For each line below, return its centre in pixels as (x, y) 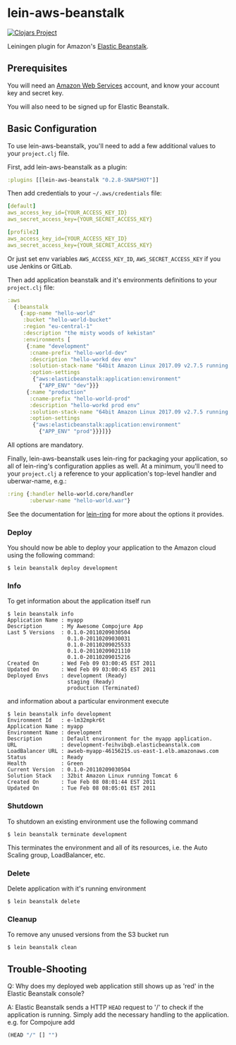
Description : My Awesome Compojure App (75, 627)
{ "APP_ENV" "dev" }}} (69, 386)
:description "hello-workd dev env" (83, 359)
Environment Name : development (55, 733)
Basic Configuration (52, 129)
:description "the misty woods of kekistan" (89, 333)
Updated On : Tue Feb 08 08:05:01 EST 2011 (82, 788)
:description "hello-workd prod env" (85, 405)
